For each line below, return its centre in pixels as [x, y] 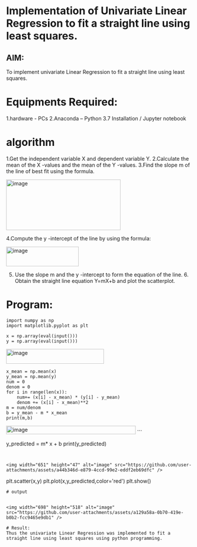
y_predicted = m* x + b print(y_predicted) [56, 444]
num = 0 [16, 382]
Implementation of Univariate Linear [97, 11]
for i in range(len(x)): [37, 392]
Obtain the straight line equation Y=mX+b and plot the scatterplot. [95, 281]
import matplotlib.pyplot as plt [47, 325]
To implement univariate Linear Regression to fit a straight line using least [96, 72]
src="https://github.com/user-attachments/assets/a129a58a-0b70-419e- [95, 512]
